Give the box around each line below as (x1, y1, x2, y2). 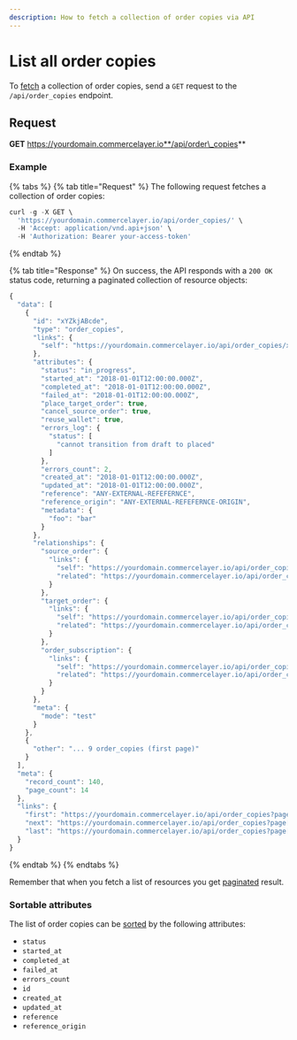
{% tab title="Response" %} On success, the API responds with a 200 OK (9, 266, 273, 276)
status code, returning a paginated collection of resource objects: (9, 275, 247, 286)
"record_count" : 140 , (25, 777, 104, 786)
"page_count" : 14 (25, 785, 89, 795)
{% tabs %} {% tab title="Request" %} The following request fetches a (9, 181, 267, 191)
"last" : (25, 827, 53, 836)
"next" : (25, 819, 53, 828)
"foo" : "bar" (48, 514, 97, 523)
